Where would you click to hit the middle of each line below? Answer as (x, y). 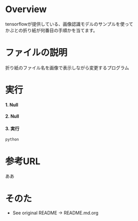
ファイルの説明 (36, 53)
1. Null (12, 104)
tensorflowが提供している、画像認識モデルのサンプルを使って (69, 24)
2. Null (12, 116)
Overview (26, 9)
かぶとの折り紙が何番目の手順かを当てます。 (51, 30)
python (12, 140)
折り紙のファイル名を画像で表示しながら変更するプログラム (67, 67)
